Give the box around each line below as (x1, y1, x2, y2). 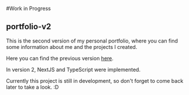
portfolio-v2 (6, 22, 51, 31)
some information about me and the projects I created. (6, 43, 138, 50)
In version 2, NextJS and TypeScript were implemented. (6, 66, 141, 73)
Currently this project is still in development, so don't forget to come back (6, 77, 184, 84)
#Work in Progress (6, 5, 51, 12)
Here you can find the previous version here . (6, 55, 114, 62)
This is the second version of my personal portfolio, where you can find (6, 37, 178, 44)
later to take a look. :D (6, 83, 59, 90)
